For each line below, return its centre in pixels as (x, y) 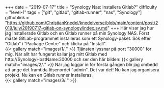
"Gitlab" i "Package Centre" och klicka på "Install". (56, 44)
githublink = (17, 17)
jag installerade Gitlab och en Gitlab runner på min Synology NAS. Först (77, 33)
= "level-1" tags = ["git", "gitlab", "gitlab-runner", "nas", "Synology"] (73, 12)
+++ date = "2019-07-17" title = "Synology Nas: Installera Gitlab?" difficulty (81, 7)
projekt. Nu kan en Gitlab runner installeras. (49, 75)
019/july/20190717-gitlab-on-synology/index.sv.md (56, 28)
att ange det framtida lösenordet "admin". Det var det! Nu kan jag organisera (82, 70)
